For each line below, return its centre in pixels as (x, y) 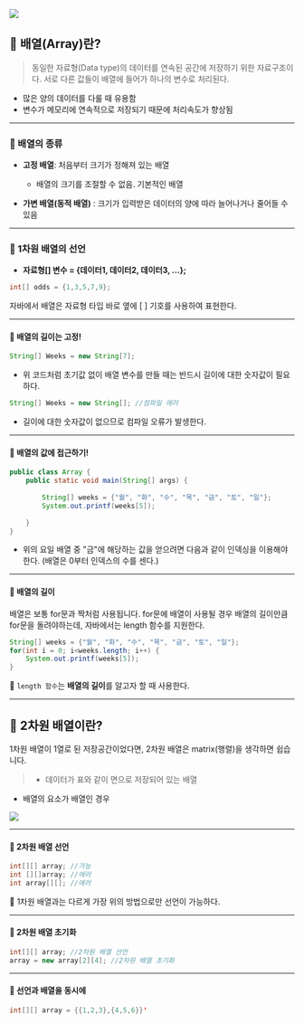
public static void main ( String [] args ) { (107, 481)
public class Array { (50, 472)
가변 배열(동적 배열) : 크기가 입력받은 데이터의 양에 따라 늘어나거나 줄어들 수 (155, 204)
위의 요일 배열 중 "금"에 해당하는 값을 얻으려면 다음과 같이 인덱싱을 (139, 550)
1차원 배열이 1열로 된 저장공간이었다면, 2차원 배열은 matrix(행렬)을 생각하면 (142, 749)
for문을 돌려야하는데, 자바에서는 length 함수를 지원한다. (107, 625)
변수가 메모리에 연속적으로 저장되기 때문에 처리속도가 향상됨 (128, 109)
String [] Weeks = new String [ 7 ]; (72, 356)
